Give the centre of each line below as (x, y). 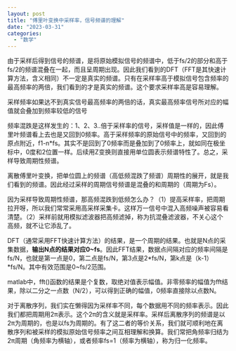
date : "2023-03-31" (36, 27)
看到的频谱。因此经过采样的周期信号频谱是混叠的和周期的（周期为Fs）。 (117, 185)
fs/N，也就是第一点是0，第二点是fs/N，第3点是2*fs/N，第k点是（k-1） (110, 258)
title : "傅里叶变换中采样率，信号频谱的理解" (66, 20)
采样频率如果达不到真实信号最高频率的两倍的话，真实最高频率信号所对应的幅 (118, 102)
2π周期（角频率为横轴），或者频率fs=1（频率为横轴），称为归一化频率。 (110, 340)
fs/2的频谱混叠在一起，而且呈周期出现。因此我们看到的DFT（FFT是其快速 (114, 69)
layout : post (26, 14)
